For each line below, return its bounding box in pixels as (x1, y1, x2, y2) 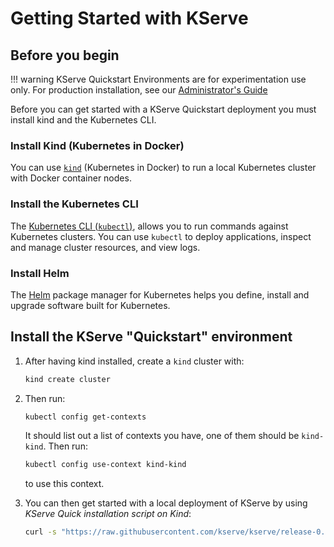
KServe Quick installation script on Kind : (24, 508, 192, 520)
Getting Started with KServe (10, 7, 249, 30)
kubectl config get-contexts (24, 412, 147, 422)
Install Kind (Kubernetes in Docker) (10, 138, 185, 152)
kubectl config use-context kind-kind (24, 460, 187, 470)
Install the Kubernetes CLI (10, 197, 139, 211)
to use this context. (24, 478, 105, 490)
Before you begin (10, 47, 120, 64)
